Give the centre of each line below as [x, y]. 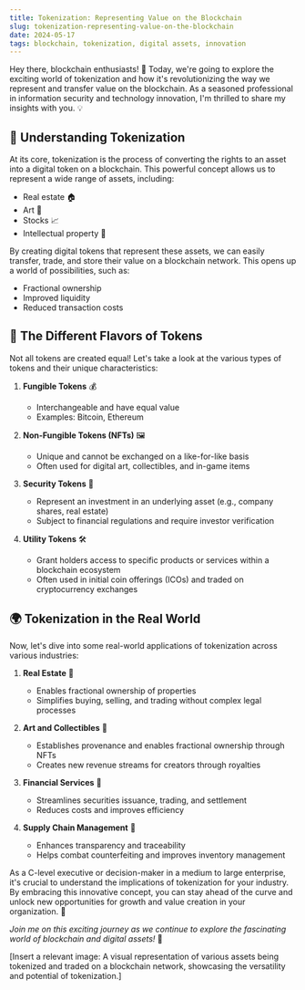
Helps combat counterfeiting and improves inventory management [161, 855]
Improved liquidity [56, 298]
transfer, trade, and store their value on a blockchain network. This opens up [153, 261]
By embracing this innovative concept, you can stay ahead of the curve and [151, 891]
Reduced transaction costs [73, 307]
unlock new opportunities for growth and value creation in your [127, 901]
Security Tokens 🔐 [58, 484]
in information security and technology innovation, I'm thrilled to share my [148, 99]
